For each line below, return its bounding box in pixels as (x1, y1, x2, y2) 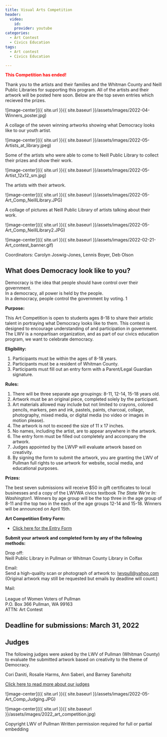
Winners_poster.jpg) (5, 112, 47, 118)
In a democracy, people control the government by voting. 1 (5, 295, 128, 301)
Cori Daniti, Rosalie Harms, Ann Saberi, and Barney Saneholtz (5, 671, 132, 677)
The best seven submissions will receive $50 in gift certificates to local (5, 484, 151, 490)
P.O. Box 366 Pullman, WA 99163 (5, 601, 73, 607)
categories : (5, 30, 30, 35)
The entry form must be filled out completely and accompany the (12, 433, 146, 439)
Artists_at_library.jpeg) (5, 142, 51, 148)
